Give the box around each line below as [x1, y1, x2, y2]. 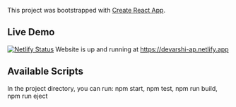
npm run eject [7, 92, 48, 100]
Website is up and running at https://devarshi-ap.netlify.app [55, 45, 229, 53]
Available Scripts [7, 65, 83, 77]
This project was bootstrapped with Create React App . [7, 6, 166, 14]
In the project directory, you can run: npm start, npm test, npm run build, [7, 84, 218, 92]
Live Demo [7, 26, 55, 38]
